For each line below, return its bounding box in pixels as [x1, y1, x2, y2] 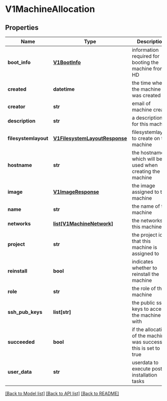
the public [131, 299, 156, 306]
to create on [131, 135, 161, 141]
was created [131, 92, 161, 99]
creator [7, 103, 26, 110]
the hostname [131, 149, 164, 156]
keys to [131, 305, 149, 312]
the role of [131, 285, 156, 292]
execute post [131, 365, 163, 372]
